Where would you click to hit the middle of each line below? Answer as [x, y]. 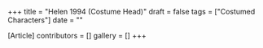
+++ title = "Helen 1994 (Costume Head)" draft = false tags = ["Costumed [131, 12]
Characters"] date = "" [45, 20]
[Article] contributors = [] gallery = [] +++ [77, 36]
